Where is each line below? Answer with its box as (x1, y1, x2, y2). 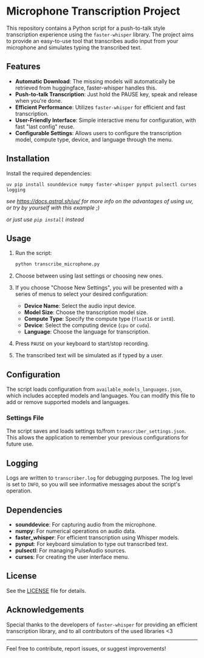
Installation (6, 153, 50, 164)
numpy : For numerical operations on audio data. (15, 527, 137, 534)
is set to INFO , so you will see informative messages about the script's (6, 481, 181, 488)
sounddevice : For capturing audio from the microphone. (15, 520, 157, 528)
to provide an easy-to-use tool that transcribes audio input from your (6, 37, 178, 44)
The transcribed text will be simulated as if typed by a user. (15, 352, 164, 359)
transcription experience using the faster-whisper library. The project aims (6, 30, 194, 38)
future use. (6, 440, 34, 448)
